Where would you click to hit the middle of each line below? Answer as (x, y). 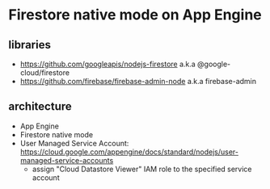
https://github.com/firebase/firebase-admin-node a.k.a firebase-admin (138, 81)
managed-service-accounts (67, 160)
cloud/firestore (45, 73)
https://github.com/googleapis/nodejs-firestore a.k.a (108, 64)
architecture (40, 107)
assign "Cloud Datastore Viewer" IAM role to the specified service (142, 169)
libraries (30, 45)
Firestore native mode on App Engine (135, 15)
